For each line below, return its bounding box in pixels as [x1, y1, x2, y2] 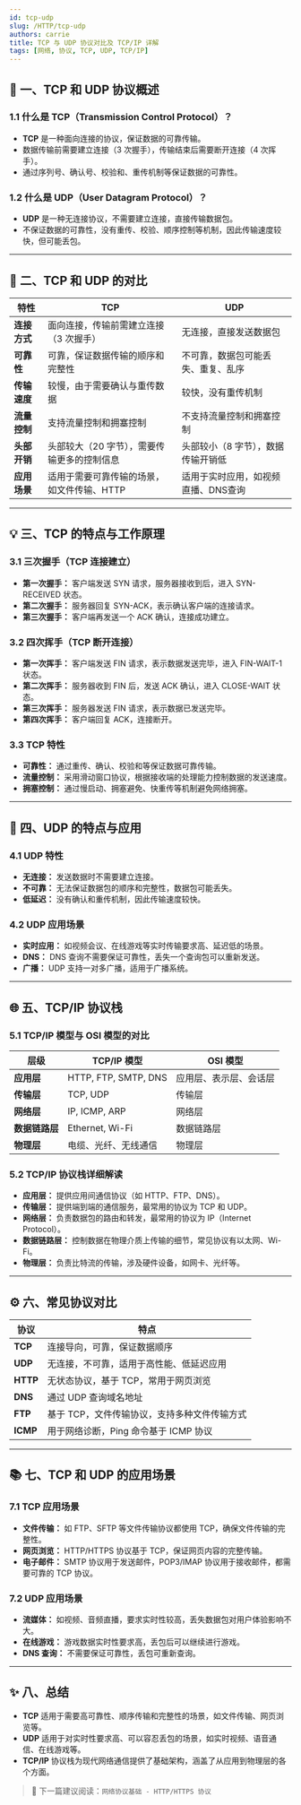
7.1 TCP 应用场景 [9, 1500, 80, 1513]
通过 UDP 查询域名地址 [47, 1391, 143, 1403]
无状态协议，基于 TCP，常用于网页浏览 [47, 1374, 211, 1386]
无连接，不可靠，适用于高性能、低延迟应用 [47, 1357, 227, 1369]
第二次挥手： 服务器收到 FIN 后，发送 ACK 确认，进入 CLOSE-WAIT [21, 680, 271, 691]
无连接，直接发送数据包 [181, 325, 280, 338]
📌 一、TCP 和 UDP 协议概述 [9, 82, 159, 97]
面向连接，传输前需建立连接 [47, 319, 165, 332]
